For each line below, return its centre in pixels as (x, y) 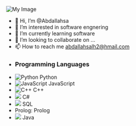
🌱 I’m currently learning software (55, 33)
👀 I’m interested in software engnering (61, 27)
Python (48, 77)
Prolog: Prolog (32, 110)
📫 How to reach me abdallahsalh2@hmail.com (72, 47)
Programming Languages (52, 64)
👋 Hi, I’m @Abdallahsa (42, 21)
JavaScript (62, 84)
